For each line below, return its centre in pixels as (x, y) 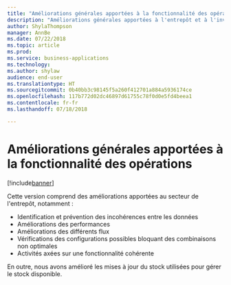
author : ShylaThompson (40, 26)
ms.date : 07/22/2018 (37, 39)
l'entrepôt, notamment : (40, 203)
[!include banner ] (31, 183)
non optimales (37, 246)
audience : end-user (35, 77)
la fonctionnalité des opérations (100, 164)
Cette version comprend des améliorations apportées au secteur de (103, 196)
